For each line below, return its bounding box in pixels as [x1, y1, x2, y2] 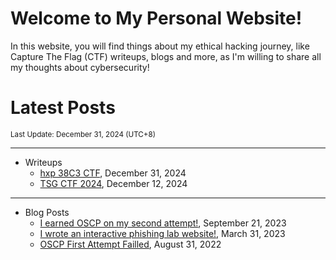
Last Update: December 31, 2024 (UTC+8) [10, 129, 157, 139]
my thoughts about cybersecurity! [10, 61, 150, 73]
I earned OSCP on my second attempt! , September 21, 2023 [39, 217, 287, 229]
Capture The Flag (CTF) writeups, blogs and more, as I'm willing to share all [10, 50, 322, 62]
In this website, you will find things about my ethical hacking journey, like [10, 40, 310, 52]
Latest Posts [10, 97, 116, 119]
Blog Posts [24, 206, 70, 218]
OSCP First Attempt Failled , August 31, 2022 [39, 238, 222, 250]
